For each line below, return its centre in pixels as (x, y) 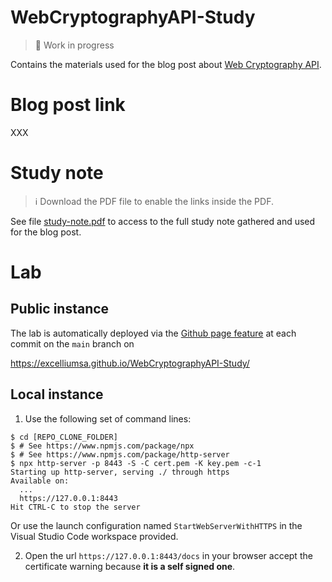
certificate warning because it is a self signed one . (130, 566)
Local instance (57, 394)
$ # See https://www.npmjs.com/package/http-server (120, 454)
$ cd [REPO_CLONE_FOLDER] (64, 437)
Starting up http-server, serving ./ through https (120, 472)
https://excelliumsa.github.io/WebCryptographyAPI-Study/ (130, 363)
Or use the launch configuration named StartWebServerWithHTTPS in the (156, 525)
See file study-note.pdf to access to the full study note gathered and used (163, 221)
